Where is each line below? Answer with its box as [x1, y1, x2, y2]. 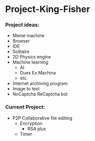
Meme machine [12, 32, 45, 38]
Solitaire [12, 48, 30, 54]
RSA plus [27, 125, 46, 131]
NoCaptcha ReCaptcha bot [12, 91, 68, 97]
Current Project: [5, 103, 45, 110]
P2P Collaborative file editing [12, 115, 72, 121]
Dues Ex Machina [19, 70, 56, 76]
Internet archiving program [12, 80, 68, 86]
